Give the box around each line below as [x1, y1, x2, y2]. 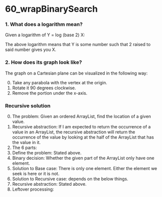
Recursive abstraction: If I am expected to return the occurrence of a [12, 124, 151, 130]
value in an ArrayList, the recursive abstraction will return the [12, 129, 136, 135]
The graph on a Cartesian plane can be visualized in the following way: [5, 70, 148, 76]
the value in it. [12, 140, 41, 146]
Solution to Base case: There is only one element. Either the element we [12, 166, 158, 172]
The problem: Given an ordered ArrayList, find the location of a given [12, 114, 151, 120]
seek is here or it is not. [12, 171, 60, 177]
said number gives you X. [5, 47, 56, 52]
